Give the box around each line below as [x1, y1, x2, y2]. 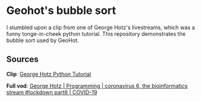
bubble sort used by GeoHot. [6, 36, 79, 44]
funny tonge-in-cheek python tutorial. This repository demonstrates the [6, 30, 186, 37]
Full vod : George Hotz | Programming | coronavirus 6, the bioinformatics [6, 82, 188, 89]
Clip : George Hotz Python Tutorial [6, 70, 91, 78]
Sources [6, 54, 39, 64]
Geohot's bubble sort [6, 4, 116, 18]
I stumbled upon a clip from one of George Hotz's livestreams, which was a [6, 24, 196, 31]
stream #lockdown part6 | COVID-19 [6, 89, 97, 96]
